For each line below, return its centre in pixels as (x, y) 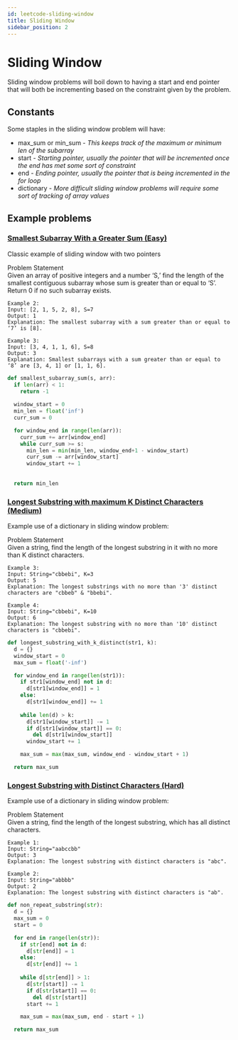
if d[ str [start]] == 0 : (61, 991)
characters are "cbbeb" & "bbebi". (60, 593)
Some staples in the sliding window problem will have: (86, 129)
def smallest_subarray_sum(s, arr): (61, 378)
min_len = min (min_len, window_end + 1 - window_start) (108, 450)
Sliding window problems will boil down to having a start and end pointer (114, 82)
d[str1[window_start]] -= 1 (68, 722)
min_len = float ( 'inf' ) (49, 411)
